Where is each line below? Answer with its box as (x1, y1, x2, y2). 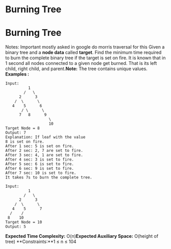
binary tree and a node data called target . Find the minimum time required (5, 50, 162, 56)
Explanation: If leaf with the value (5, 134, 86, 140)
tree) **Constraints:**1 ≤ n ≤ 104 (5, 239, 77, 245)
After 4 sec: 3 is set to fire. (5, 157, 74, 162)
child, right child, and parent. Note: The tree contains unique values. (5, 65, 148, 72)
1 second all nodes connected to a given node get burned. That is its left (5, 60, 157, 66)
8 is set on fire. (5, 139, 44, 144)
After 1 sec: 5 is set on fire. (5, 144, 74, 149)
